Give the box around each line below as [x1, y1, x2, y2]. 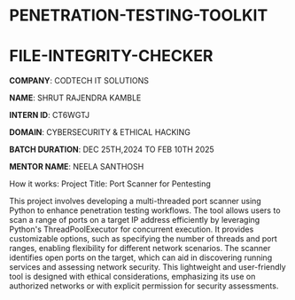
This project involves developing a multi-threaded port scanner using [9, 196, 261, 207]
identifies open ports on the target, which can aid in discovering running [9, 252, 273, 263]
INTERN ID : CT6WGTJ [9, 110, 90, 121]
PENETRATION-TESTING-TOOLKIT [9, 5, 268, 26]
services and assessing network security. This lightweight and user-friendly [9, 262, 286, 272]
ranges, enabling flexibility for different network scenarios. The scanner [9, 243, 271, 254]
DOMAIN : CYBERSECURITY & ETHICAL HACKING [9, 127, 190, 138]
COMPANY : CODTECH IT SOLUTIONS [9, 75, 149, 86]
